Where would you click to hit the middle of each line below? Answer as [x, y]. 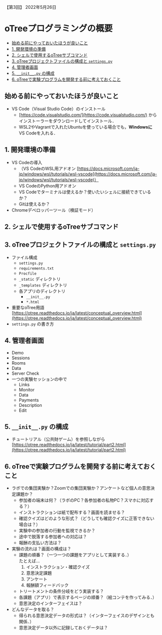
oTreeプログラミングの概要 [59, 29]
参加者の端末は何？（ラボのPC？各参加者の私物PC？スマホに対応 [84, 500]
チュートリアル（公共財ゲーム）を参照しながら [58, 439]
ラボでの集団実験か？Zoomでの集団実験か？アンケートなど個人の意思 [81, 488]
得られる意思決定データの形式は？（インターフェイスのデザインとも [87, 616]
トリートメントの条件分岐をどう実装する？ [61, 591]
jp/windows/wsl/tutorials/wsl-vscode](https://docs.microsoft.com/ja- [88, 174]
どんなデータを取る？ [33, 610]
